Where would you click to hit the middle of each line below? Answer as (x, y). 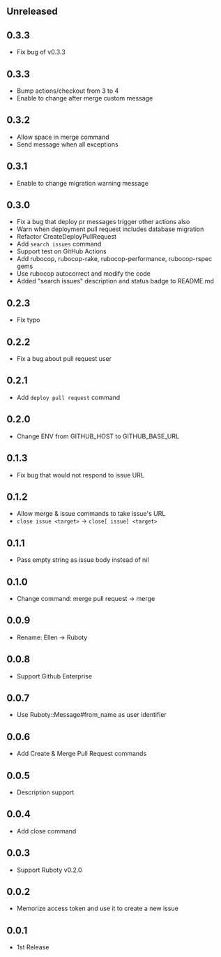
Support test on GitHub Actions (62, 251)
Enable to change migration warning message (83, 183)
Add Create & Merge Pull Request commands (82, 754)
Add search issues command (59, 244)
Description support (45, 792)
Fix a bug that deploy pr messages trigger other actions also (103, 222)
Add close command (46, 831)
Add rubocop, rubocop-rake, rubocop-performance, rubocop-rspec (114, 259)
